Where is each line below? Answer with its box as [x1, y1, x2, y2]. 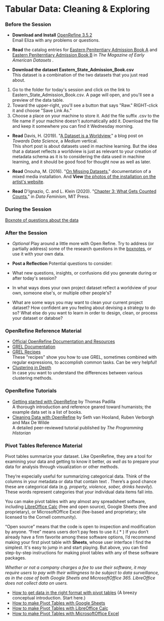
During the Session [5, 206, 51, 213]
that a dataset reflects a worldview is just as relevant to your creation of [12, 148, 157, 154]
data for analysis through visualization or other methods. [5, 463, 119, 470]
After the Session [5, 229, 47, 236]
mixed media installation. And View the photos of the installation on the [12, 173, 156, 180]
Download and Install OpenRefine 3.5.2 [12, 32, 93, 38]
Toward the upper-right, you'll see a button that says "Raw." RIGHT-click [12, 102, 158, 109]
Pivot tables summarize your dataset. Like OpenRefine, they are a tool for [5, 453, 153, 459]
